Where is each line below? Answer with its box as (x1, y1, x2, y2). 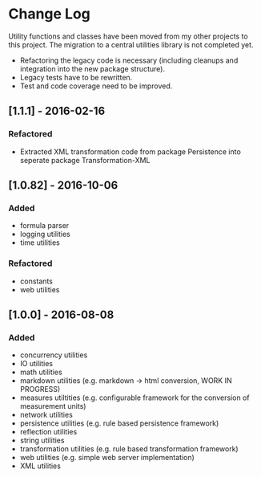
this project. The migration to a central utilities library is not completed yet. (8, 39, 254, 49)
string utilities (19, 435, 65, 446)
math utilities (19, 367, 62, 377)
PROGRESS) (19, 385, 61, 394)
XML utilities (19, 461, 62, 471)
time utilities (19, 238, 60, 247)
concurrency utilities (19, 350, 88, 360)
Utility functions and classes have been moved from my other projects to (8, 31, 248, 41)
